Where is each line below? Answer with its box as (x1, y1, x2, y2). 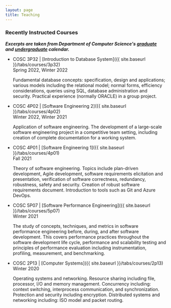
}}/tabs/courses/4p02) (12, 108, 61, 114)
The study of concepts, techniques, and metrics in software (12, 223, 139, 229)
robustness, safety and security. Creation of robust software (12, 181, 140, 187)
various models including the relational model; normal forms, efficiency (12, 82, 162, 88)
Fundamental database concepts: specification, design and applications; (12, 77, 165, 83)
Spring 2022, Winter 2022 (12, 67, 68, 73)
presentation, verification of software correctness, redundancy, (12, 176, 146, 182)
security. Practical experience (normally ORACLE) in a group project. (12, 93, 157, 99)
